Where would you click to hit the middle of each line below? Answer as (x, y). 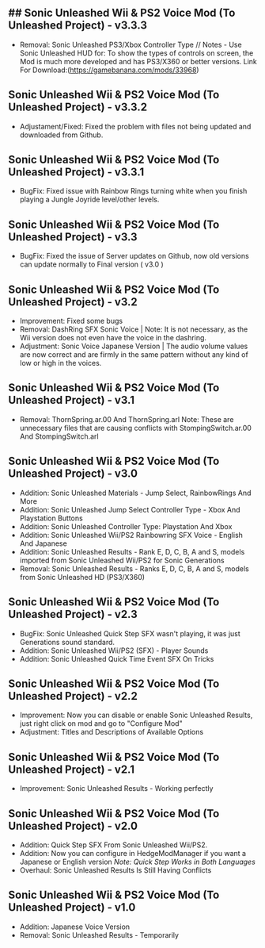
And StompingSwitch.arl (59, 436)
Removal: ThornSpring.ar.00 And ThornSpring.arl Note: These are (127, 419)
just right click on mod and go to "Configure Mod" (101, 723)
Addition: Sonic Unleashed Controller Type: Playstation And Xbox (126, 526)
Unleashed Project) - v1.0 (72, 908)
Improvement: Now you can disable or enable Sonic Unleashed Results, (136, 715)
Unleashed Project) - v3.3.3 (78, 26)
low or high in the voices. (61, 363)
